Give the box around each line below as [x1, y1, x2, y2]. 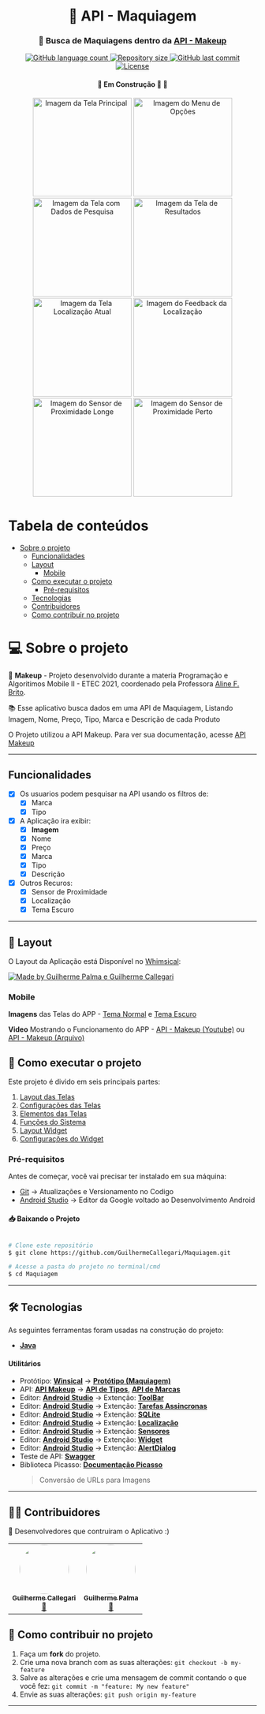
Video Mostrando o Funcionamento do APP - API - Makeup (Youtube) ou [8, 1025, 244, 1034]
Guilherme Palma [84, 1593, 139, 1602]
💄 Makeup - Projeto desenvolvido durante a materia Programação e [8, 670, 229, 680]
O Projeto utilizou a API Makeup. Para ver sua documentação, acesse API [8, 730, 246, 739]
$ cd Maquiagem [8, 1270, 58, 1279]
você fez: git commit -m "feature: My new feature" [19, 1681, 190, 1690]
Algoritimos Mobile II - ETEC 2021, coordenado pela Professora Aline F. [8, 678, 240, 689]
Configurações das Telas [19, 1100, 101, 1111]
